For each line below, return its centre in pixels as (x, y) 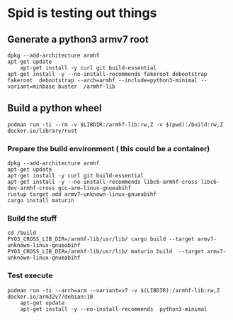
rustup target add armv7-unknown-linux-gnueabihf (82, 194)
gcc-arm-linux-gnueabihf (95, 188)
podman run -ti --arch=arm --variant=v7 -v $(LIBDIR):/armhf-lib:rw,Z (114, 290)
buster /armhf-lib (86, 87)
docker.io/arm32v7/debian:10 (50, 297)
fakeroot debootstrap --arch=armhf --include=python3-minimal (103, 80)
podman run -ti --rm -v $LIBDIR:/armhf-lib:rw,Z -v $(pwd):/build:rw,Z (115, 125)
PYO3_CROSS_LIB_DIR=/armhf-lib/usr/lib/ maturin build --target (106, 252)
